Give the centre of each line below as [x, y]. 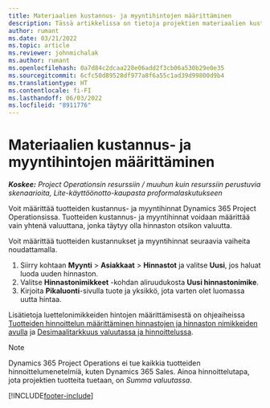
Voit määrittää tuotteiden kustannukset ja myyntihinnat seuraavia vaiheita [129, 241]
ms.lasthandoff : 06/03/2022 [55, 98]
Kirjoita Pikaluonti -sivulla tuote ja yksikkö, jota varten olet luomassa [132, 291]
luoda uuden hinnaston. [59, 274]
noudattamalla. [33, 250]
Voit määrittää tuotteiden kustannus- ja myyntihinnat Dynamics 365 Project [133, 209]
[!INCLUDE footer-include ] [51, 396]
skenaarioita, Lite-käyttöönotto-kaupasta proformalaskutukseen [115, 193]
